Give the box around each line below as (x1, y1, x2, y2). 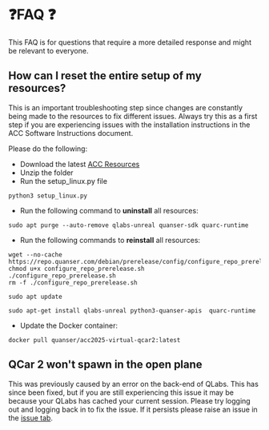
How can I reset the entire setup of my (8, 69, 202, 83)
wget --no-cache (8, 250, 62, 259)
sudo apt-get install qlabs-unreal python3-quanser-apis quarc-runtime (8, 306, 256, 315)
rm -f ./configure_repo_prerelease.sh (8, 278, 138, 287)
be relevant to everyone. (8, 46, 89, 55)
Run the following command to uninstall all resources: (19, 205, 199, 215)
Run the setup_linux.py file (19, 176, 108, 185)
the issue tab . (8, 412, 54, 423)
